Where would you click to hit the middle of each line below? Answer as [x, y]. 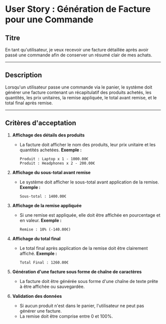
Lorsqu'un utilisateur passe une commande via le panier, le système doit [79, 87]
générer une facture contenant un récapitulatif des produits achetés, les [78, 92]
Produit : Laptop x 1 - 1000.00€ [54, 159]
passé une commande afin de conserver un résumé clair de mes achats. [79, 55]
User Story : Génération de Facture [78, 9]
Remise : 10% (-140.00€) [45, 229]
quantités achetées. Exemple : [51, 150]
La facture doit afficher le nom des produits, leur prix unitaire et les [87, 144]
